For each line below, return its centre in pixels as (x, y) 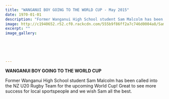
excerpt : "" (18, 29)
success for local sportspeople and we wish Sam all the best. (69, 91)
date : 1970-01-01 (23, 15)
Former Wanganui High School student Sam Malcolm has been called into (81, 80)
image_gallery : (21, 33)
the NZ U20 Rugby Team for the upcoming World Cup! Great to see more (81, 86)
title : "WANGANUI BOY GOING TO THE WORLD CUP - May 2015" (67, 10)
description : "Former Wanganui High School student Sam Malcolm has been (84, 19)
